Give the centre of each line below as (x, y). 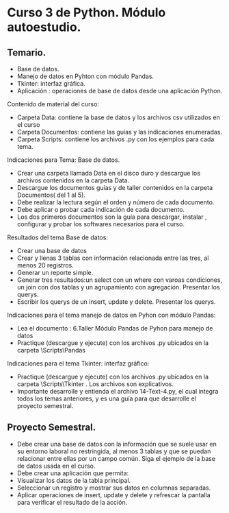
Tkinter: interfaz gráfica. (51, 83)
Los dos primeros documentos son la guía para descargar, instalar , (112, 217)
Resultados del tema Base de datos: (57, 237)
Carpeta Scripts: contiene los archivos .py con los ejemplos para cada (116, 139)
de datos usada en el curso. (56, 466)
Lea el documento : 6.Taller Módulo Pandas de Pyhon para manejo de (115, 328)
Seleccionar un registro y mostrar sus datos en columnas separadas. (114, 488)
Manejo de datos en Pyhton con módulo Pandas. (85, 76)
